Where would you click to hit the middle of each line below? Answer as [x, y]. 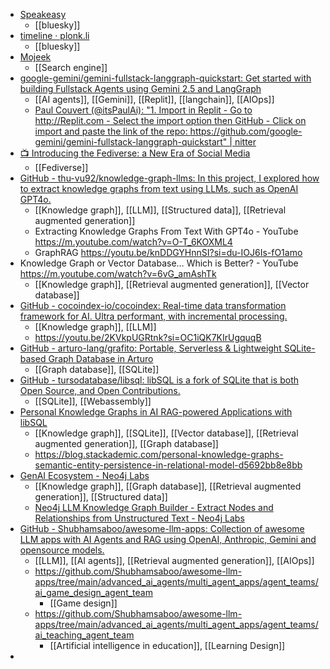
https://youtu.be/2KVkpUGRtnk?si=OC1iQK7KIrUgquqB [148, 337]
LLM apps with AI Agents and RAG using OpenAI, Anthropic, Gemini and [168, 539]
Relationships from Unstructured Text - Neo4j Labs [139, 518]
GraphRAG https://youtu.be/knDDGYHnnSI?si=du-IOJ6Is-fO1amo [168, 252]
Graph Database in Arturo [101, 358]
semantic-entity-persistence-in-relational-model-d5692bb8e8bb [168, 465]
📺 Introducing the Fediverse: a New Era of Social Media [135, 153]
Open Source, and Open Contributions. [100, 390]
